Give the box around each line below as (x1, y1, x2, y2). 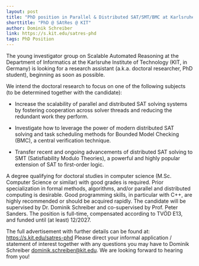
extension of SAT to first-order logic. (14, 161, 104, 168)
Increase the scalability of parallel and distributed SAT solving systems (14, 100, 188, 107)
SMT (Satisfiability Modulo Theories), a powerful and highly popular (14, 155, 181, 161)
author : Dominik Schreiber (6, 25, 73, 31)
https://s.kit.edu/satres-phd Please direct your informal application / (6, 234, 172, 241)
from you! (6, 253, 30, 260)
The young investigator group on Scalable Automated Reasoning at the (6, 53, 179, 59)
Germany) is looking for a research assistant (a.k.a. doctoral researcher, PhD (6, 65, 193, 72)
